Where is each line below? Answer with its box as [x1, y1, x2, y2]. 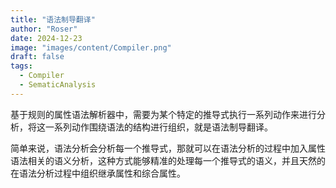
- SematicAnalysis [19, 80, 97, 90]
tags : [10, 61, 33, 71]
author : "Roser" [10, 24, 78, 34]
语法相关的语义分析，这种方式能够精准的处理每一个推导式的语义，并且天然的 [10, 154, 326, 166]
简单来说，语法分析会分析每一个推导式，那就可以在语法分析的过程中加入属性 [10, 142, 326, 154]
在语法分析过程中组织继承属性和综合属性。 [10, 167, 186, 179]
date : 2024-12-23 [10, 33, 83, 43]
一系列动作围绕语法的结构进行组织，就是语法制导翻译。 [44, 121, 273, 133]
